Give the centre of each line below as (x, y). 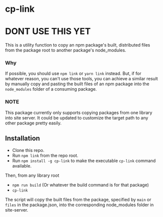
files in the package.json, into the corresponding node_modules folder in (80, 205)
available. (22, 166)
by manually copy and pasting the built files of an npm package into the (77, 84)
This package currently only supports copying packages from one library (79, 112)
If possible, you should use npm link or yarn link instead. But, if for (73, 73)
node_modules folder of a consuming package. (51, 89)
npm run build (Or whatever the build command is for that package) (81, 185)
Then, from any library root (32, 175)
